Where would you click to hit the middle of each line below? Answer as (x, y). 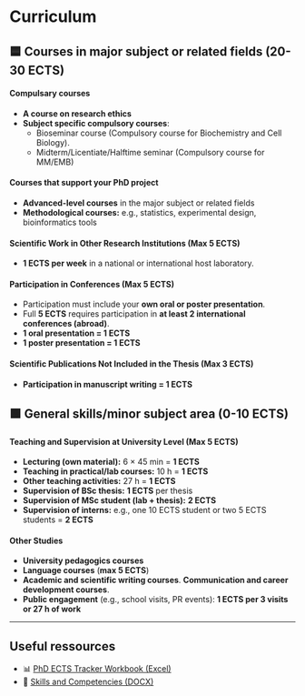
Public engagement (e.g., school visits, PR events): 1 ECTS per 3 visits (155, 600)
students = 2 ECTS (58, 519)
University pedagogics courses (83, 560)
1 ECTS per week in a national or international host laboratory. (138, 263)
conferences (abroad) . (66, 324)
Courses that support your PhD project (84, 183)
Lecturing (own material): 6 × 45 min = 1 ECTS (111, 462)
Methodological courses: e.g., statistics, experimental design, (139, 212)
